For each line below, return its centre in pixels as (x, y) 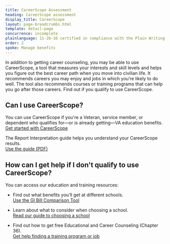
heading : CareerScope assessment (41, 15)
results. (13, 143)
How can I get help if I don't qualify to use (72, 165)
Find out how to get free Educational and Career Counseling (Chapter (86, 225)
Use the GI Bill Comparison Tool (46, 200)
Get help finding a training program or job (56, 236)
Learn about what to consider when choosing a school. (70, 210)
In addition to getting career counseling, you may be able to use (72, 62)
